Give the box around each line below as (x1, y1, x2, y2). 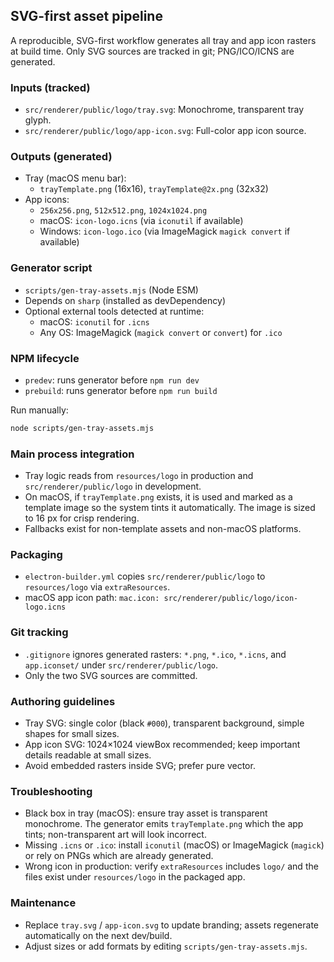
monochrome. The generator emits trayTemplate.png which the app (24, 818, 304, 830)
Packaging (10, 548, 63, 562)
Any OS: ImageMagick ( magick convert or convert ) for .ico (39, 326, 283, 338)
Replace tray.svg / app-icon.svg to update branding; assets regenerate (24, 919, 319, 931)
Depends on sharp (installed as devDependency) (24, 294, 226, 306)
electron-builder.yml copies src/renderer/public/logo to (24, 570, 266, 583)
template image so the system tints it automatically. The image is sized (24, 502, 316, 514)
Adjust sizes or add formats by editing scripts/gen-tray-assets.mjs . (24, 940, 308, 952)
